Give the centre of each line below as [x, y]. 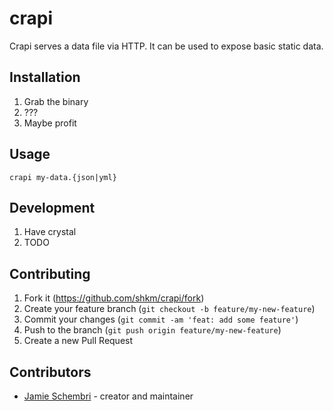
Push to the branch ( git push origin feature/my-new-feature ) [152, 330]
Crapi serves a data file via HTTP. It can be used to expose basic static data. [166, 46]
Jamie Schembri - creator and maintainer [108, 396]
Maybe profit [50, 123]
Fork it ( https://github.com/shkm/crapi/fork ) [114, 298]
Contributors [50, 372]
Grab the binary [56, 101]
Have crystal [50, 232]
